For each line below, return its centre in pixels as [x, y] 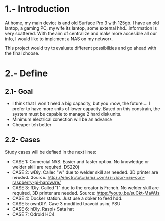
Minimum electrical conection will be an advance [62, 119]
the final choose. [22, 53]
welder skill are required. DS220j [46, 167]
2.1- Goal [19, 92]
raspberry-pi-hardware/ [37, 182]
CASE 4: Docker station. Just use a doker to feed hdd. [67, 198]
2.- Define [27, 73]
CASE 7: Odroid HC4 [33, 214]
